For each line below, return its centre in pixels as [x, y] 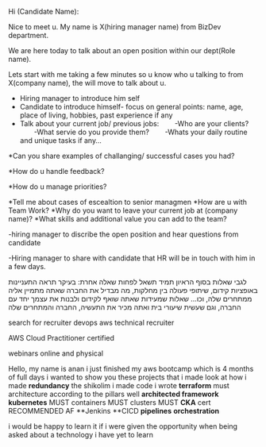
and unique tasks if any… [60, 141]
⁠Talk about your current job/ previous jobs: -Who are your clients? [134, 123]
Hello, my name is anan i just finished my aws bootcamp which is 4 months [131, 369]
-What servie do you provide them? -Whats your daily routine [141, 132]
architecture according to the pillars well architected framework [114, 394]
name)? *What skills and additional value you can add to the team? [118, 219]
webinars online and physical [56, 353]
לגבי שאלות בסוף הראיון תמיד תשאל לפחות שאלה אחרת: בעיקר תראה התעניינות [128, 282]
